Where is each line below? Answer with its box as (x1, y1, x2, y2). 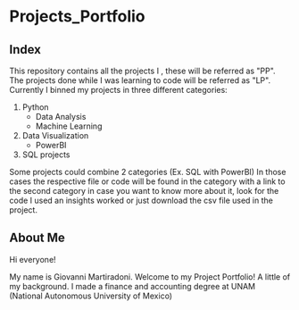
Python (21, 102, 49, 113)
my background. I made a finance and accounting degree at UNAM (9, 281, 256, 291)
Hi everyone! (9, 254, 56, 264)
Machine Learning (35, 121, 103, 131)
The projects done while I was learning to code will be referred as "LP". (9, 75, 270, 86)
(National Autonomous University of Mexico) (9, 290, 172, 301)
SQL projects (21, 149, 71, 160)
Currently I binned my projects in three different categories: (9, 85, 228, 95)
